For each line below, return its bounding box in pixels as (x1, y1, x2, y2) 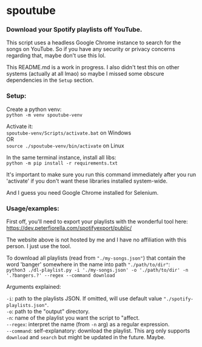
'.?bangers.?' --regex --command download (6, 272, 115, 279)
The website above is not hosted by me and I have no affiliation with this (6, 236, 187, 243)
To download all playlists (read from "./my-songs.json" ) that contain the (6, 254, 186, 261)
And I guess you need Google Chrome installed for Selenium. (6, 189, 159, 196)
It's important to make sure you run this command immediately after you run (6, 170, 196, 178)
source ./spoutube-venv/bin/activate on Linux (6, 142, 124, 149)
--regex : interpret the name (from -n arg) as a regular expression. (6, 321, 170, 328)
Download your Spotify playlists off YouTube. (6, 25, 143, 34)
